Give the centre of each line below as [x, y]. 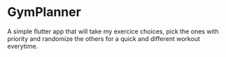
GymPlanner [44, 12]
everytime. [23, 46]
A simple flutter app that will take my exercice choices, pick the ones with [113, 31]
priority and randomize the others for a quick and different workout [104, 38]
